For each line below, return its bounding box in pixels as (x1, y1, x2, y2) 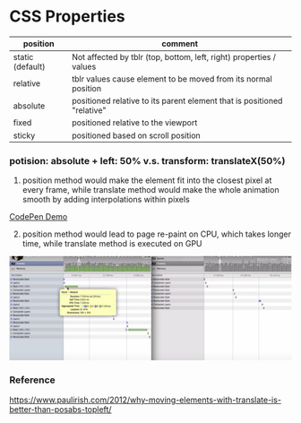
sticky (13, 130, 36, 141)
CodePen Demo (9, 211, 68, 222)
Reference (9, 374, 56, 386)
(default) (13, 61, 46, 72)
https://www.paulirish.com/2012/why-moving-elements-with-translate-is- (9, 394, 282, 405)
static (13, 51, 34, 62)
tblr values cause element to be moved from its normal (71, 73, 273, 84)
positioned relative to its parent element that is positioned (71, 96, 283, 107)
